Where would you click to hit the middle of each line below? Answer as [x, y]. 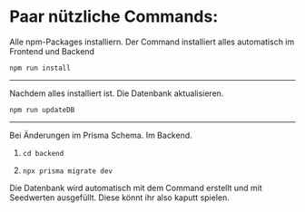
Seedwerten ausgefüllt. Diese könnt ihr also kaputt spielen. [119, 198]
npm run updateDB [42, 110]
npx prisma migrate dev [68, 171]
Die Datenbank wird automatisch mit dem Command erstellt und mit [136, 188]
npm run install [40, 68]
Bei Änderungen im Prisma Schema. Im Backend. [101, 135]
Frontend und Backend [52, 51]
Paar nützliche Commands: [114, 17]
